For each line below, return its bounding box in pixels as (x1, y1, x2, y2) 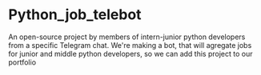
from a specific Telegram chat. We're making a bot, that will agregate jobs (8, 40, 252, 49)
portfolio (8, 57, 37, 67)
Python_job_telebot (8, 6, 142, 24)
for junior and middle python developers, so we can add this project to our (8, 49, 253, 58)
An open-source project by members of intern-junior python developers (8, 32, 246, 41)
